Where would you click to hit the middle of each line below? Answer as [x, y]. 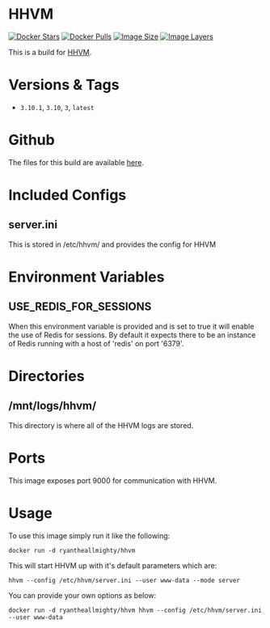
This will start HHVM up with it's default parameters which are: [113, 565]
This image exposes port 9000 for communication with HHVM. [113, 480]
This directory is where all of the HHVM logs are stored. [101, 425]
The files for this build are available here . [76, 162]
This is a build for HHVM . [50, 52]
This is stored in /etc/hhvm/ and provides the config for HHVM [112, 244]
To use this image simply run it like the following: [89, 536]
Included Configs [67, 195]
